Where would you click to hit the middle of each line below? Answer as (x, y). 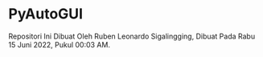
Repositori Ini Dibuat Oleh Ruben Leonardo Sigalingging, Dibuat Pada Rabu (132, 36)
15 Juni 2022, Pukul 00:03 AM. (60, 44)
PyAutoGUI (45, 14)
